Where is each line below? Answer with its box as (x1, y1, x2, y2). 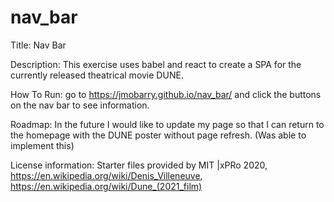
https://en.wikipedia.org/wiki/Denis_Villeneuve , (10, 169, 203, 181)
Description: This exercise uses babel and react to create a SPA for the (10, 58, 302, 70)
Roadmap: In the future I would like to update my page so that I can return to (10, 118, 325, 130)
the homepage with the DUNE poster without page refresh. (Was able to (10, 129, 307, 141)
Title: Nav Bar (10, 39, 67, 51)
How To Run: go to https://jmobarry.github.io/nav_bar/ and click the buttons (10, 88, 322, 100)
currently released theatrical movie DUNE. (10, 69, 184, 81)
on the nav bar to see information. (10, 99, 150, 111)
